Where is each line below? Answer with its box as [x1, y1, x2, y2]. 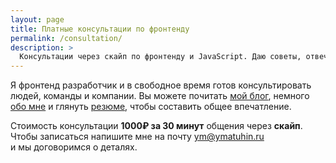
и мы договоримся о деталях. [10, 141, 138, 153]
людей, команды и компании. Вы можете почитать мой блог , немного [10, 90, 310, 102]
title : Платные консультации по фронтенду [10, 24, 190, 34]
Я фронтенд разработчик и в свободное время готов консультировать [10, 79, 312, 91]
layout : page [10, 14, 65, 25]
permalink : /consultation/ [10, 33, 123, 43]
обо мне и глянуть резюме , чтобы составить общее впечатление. [10, 101, 292, 113]
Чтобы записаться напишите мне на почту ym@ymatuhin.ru [10, 131, 265, 143]
